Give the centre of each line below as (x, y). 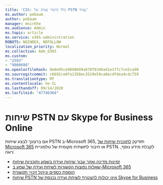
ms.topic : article (24, 33)
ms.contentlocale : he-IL (31, 83)
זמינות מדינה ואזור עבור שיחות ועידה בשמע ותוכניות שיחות (66, 162)
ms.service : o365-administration (40, 38)
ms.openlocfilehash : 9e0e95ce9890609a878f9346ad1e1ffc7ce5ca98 (72, 70)
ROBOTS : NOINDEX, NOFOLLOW (33, 42)
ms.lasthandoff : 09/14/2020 (34, 88)
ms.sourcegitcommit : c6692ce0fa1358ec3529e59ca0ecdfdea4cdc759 (72, 74)
